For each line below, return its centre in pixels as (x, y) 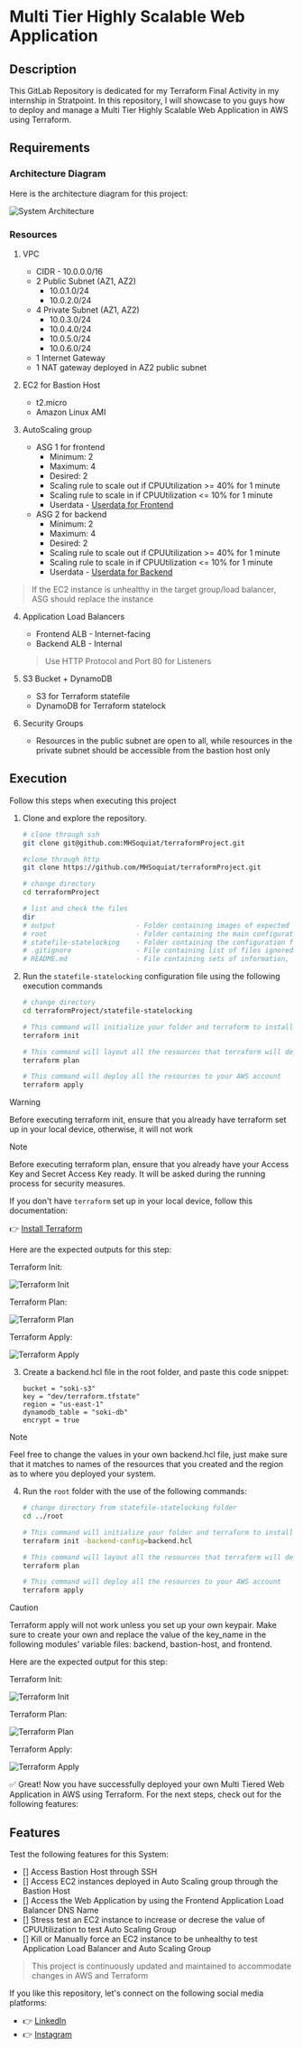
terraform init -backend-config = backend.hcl (107, 1541)
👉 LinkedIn (44, 2020)
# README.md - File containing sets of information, (156, 959)
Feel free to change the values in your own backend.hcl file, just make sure (149, 1455)
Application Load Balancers (73, 616)
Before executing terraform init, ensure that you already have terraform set (148, 1120)
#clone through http (61, 859)
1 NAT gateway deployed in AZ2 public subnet (121, 367)
